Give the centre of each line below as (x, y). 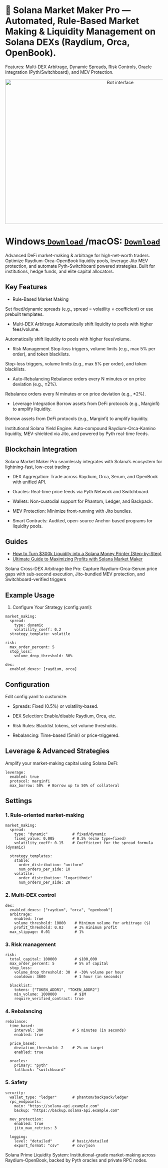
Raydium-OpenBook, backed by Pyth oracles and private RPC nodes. (76, 1160)
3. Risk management (30, 944)
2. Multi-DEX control (30, 895)
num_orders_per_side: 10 (44, 869)
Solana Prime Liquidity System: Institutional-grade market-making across (80, 1154)
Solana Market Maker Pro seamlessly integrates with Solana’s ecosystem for (84, 461)
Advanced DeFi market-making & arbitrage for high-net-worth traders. (77, 255)
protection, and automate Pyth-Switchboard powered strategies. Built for (80, 266)
